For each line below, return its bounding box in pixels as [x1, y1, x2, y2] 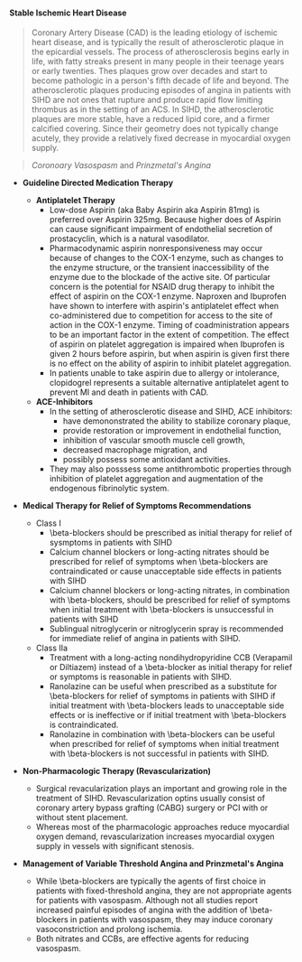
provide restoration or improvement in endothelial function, [62, 425, 282, 436]
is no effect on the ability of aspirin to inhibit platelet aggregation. [49, 358, 291, 369]
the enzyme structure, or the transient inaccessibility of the [49, 262, 270, 273]
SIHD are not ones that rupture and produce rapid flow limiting [31, 95, 263, 106]
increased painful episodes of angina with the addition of [35, 904, 248, 916]
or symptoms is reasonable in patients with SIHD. [49, 671, 233, 682]
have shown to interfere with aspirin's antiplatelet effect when [49, 301, 279, 312]
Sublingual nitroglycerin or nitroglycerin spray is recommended [49, 623, 284, 634]
